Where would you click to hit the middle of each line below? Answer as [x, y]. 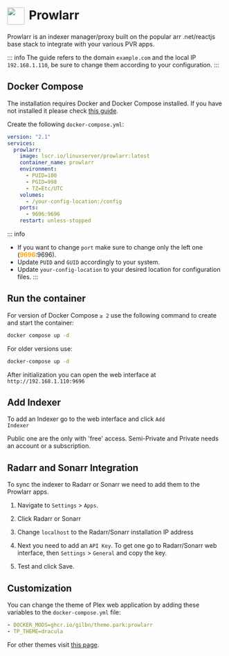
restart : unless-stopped [55, 221]
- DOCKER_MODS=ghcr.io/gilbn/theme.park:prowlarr [80, 625]
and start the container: [40, 322]
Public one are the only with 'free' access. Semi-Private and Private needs [113, 439]
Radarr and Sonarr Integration [73, 468]
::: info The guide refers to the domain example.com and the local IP [102, 57]
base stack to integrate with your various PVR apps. [81, 44]
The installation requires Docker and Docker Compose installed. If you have [115, 103]
